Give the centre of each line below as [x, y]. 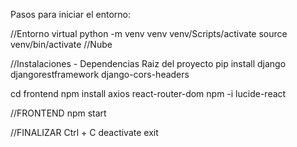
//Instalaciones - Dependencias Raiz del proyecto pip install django [148, 63]
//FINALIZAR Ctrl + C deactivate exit [84, 132]
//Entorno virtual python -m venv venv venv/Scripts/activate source [149, 33]
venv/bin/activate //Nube [61, 44]
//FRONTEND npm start [58, 113]
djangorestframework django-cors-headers [100, 74]
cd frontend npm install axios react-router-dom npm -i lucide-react [148, 93]
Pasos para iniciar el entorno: [71, 14]
